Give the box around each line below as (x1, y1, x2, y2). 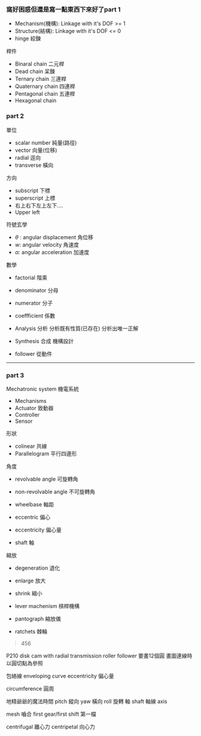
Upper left (14, 208, 40, 216)
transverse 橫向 (14, 161, 54, 169)
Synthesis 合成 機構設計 (14, 337, 74, 344)
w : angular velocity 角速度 (14, 241, 80, 248)
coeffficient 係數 (14, 312, 56, 319)
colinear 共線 (14, 442, 47, 450)
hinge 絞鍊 (14, 35, 41, 42)
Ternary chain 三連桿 (14, 75, 67, 83)
